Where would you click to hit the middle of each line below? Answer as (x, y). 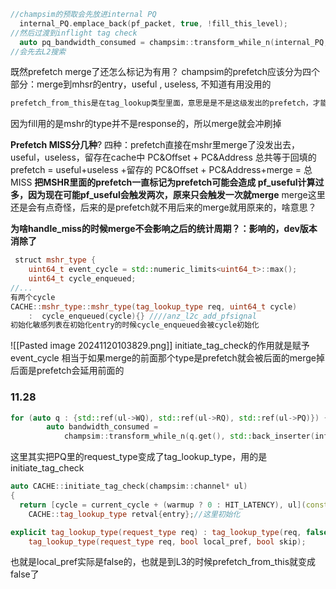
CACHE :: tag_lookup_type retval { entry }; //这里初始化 (134, 514)
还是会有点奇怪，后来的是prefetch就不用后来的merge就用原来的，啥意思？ (163, 207)
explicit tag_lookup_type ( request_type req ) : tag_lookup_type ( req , (156, 532)
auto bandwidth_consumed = (102, 427)
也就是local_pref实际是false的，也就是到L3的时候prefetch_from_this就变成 (163, 562)
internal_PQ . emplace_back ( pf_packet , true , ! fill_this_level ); (153, 23)
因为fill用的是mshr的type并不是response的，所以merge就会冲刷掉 (146, 124)
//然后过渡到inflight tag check (74, 33)
